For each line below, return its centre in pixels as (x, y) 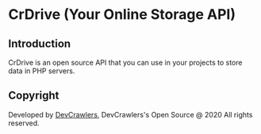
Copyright (34, 96)
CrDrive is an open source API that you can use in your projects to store (125, 62)
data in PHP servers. (42, 71)
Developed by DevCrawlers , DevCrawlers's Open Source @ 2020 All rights (130, 114)
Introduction (40, 44)
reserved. (24, 123)
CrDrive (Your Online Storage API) (122, 15)
